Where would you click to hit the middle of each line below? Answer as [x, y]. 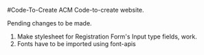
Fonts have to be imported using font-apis [76, 44]
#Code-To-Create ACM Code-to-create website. [76, 10]
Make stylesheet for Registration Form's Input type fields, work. [107, 36]
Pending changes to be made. [49, 23]
